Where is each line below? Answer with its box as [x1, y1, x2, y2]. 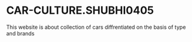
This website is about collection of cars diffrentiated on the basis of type [6, 23, 187, 31]
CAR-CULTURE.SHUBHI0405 [6, 4, 154, 17]
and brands [6, 29, 35, 37]
